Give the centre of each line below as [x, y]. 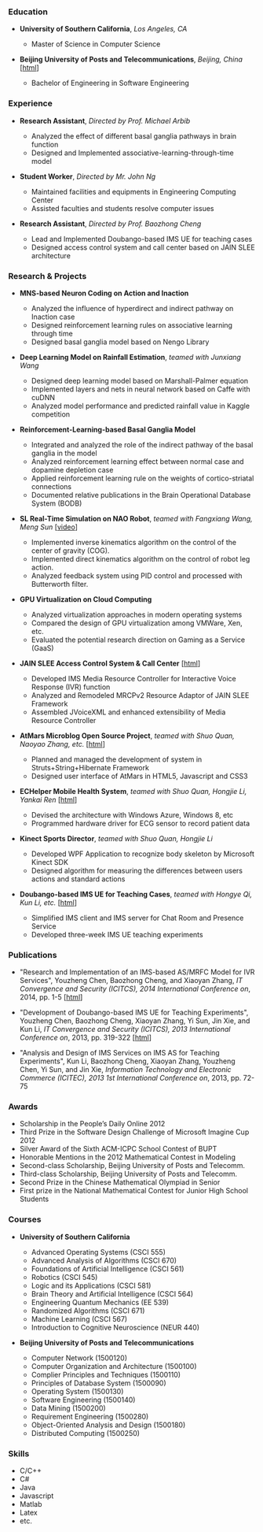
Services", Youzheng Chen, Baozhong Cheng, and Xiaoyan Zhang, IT [131, 981]
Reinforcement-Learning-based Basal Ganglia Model [108, 429]
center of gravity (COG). [70, 551]
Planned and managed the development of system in [117, 759]
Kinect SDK [50, 862]
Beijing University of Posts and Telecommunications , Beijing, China [131, 59]
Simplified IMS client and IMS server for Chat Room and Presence [137, 918]
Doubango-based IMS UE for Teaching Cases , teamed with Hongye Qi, [136, 894]
